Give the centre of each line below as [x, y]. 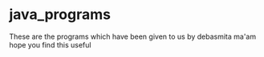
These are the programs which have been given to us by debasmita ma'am [132, 36]
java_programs [60, 15]
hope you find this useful [50, 44]
